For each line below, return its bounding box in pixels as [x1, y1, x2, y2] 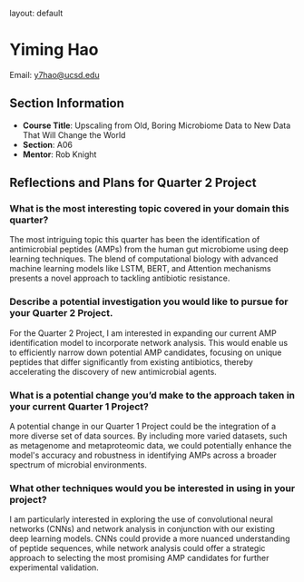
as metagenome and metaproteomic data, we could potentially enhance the [9, 440, 292, 451]
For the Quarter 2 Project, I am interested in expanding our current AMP [9, 327, 277, 339]
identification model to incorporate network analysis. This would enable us [9, 337, 289, 348]
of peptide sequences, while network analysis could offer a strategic [9, 543, 266, 554]
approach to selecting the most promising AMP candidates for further [9, 553, 270, 564]
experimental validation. [9, 562, 100, 573]
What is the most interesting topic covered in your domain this [9, 202, 289, 215]
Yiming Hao [9, 40, 99, 60]
